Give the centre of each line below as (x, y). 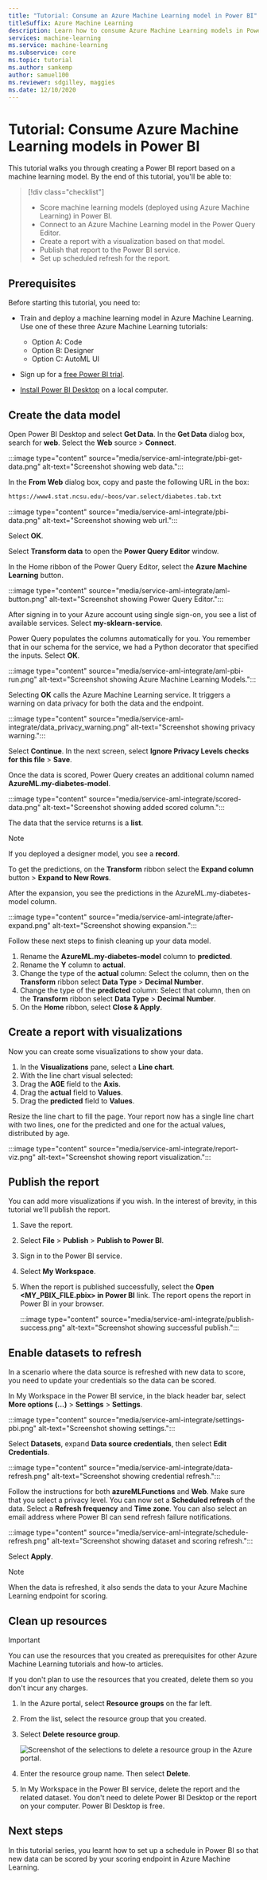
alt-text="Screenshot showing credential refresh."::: (136, 1477)
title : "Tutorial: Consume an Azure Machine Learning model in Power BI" (133, 16)
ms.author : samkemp (41, 68)
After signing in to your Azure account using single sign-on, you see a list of (132, 614)
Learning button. (36, 575)
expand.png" (29, 925)
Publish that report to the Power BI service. (110, 250)
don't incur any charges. (48, 1688)
